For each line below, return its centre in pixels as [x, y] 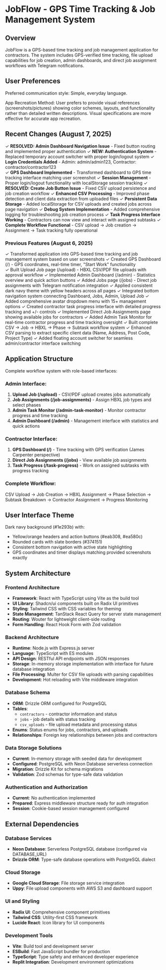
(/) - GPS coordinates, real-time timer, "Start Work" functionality [70, 264]
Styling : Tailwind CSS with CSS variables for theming [67, 609]
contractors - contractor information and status [68, 714]
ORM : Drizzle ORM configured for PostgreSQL [59, 703]
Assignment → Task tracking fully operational [51, 230]
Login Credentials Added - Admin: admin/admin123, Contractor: [71, 162]
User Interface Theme [40, 515]
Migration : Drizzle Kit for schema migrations [58, 769]
